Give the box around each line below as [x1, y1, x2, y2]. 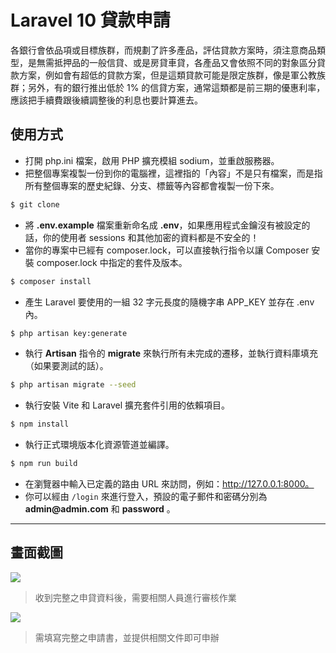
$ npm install [10, 419, 70, 430]
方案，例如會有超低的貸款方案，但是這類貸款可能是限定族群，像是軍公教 [18, 69, 317, 81]
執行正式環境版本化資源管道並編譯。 [24, 439, 175, 451]
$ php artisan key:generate [10, 328, 128, 338]
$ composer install [10, 276, 92, 286]
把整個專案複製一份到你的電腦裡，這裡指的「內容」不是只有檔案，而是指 [24, 167, 323, 179]
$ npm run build [10, 459, 78, 469]
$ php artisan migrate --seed [10, 380, 137, 390]
